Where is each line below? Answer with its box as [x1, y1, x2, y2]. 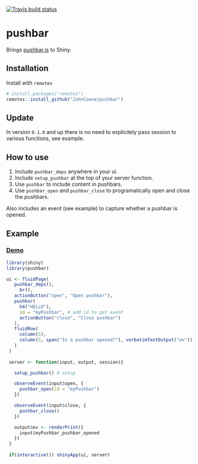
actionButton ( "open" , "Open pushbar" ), [14, 292, 113, 299]
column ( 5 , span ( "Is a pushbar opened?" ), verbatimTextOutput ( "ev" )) [19, 337, 193, 343]
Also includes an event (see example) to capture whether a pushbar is [6, 205, 178, 212]
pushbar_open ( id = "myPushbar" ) [19, 386, 100, 393]
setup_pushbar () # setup [14, 370, 76, 376]
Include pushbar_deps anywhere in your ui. [14, 168, 118, 175]
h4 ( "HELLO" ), [19, 304, 52, 310]
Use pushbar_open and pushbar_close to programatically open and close [14, 187, 190, 194]
